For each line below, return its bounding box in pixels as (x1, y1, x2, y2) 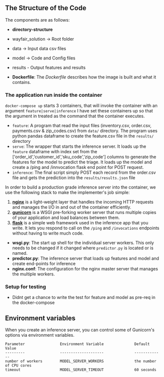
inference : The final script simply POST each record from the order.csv (12, 169, 156, 176)
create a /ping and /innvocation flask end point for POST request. (12, 164, 144, 170)
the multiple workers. (12, 271, 55, 277)
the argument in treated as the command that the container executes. (5, 113, 145, 119)
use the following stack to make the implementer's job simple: (5, 189, 130, 195)
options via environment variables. (5, 332, 75, 338)
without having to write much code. (12, 230, 84, 236)
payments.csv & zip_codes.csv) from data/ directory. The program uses (12, 128, 158, 134)
